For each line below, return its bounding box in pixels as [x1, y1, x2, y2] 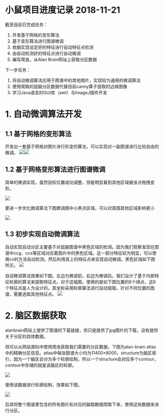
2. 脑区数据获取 [5, 310, 67, 321]
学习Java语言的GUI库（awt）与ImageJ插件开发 [12, 89, 107, 96]
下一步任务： [5, 67, 31, 73]
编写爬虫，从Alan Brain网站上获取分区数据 [12, 56, 97, 62]
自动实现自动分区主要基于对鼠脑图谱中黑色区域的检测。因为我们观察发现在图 [5, 244, 159, 250]
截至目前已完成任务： [5, 22, 48, 27]
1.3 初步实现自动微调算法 [5, 230, 80, 238]
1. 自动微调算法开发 [5, 109, 82, 120]
